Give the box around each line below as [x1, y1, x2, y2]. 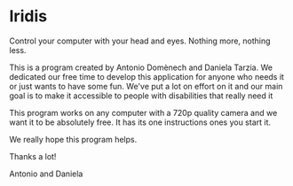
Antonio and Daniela [9, 168, 83, 179]
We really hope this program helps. [9, 134, 138, 144]
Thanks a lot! [9, 151, 57, 161]
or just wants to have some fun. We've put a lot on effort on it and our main [9, 81, 283, 91]
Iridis [9, 6, 47, 27]
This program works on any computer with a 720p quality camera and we [9, 107, 278, 118]
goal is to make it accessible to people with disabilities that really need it [9, 90, 273, 101]
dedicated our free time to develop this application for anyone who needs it [9, 71, 284, 81]
